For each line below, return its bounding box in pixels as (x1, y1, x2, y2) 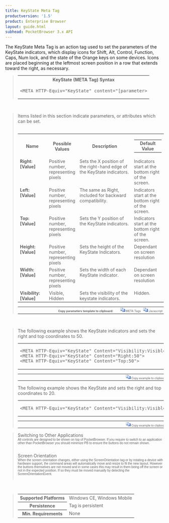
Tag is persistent (68, 502, 104, 509)
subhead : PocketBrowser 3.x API (5, 29, 73, 35)
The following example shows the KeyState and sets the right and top (17, 385, 161, 391)
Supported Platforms (20, 495, 65, 501)
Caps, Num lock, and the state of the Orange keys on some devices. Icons (5, 54, 159, 61)
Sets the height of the (79, 244, 124, 250)
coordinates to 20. (17, 390, 56, 396)
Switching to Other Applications (17, 432, 83, 438)
